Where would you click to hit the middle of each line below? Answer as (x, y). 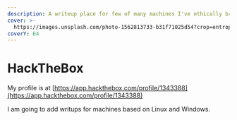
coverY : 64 (23, 34)
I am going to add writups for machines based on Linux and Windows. (109, 109)
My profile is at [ (31, 88)
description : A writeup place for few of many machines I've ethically (115, 14)
